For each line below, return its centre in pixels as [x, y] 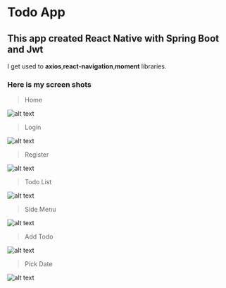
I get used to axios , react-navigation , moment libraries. [87, 66]
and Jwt [25, 49]
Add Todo [39, 236]
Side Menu [40, 210]
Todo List [38, 182]
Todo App [36, 12]
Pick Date [38, 264]
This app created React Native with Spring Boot [113, 38]
